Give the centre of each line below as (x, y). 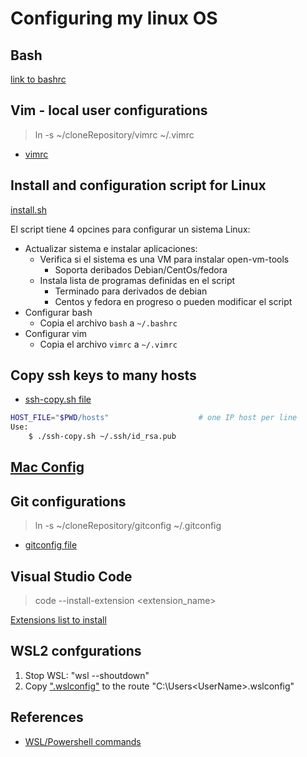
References (47, 717)
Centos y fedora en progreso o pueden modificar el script (173, 301)
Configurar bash (58, 312)
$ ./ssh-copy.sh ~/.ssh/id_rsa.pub (102, 437)
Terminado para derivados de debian (131, 291)
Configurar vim (55, 333)
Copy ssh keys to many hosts (103, 375)
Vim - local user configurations (109, 110)
